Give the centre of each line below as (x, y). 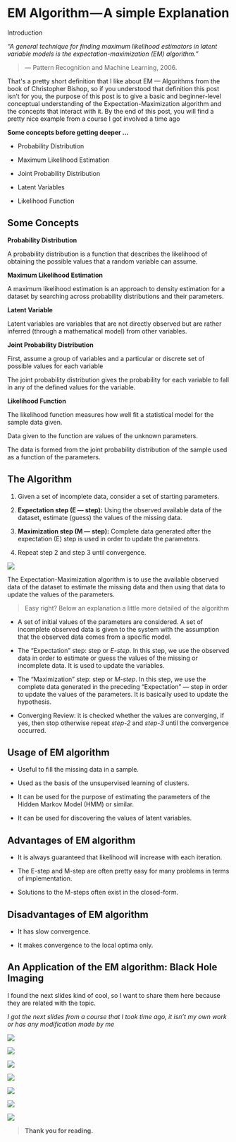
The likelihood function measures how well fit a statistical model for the (111, 414)
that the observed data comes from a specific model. (94, 637)
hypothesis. (34, 702)
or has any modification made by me (61, 1024)
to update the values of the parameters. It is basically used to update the (123, 694)
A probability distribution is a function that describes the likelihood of (107, 254)
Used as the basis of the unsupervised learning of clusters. (103, 783)
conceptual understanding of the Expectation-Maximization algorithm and (114, 103)
